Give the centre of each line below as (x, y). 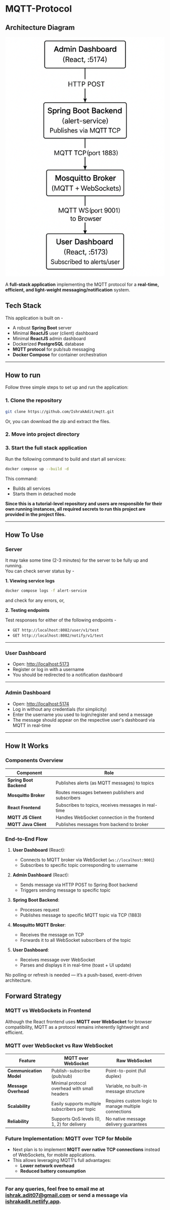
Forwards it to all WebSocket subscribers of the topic (75, 940)
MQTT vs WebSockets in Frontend (48, 1011)
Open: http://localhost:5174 (41, 703)
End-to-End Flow (27, 839)
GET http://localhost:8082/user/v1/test (56, 631)
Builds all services (31, 488)
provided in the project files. (36, 514)
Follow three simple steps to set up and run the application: (67, 387)
